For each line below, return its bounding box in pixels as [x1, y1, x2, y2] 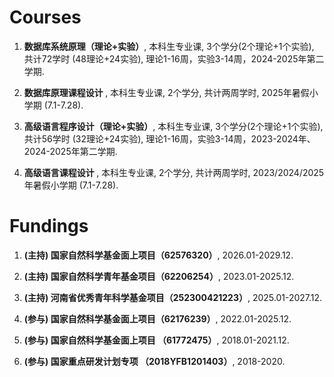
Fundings [9, 215, 89, 238]
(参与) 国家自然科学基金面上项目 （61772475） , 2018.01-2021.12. [23, 334, 290, 346]
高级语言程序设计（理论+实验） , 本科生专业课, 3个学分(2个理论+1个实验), [23, 120, 324, 132]
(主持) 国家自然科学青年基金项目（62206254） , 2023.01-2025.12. [23, 270, 295, 282]
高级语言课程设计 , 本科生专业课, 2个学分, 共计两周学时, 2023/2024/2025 [23, 166, 325, 178]
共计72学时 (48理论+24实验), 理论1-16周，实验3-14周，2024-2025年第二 [23, 52, 325, 65]
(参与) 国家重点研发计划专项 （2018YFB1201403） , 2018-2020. [23, 355, 286, 367]
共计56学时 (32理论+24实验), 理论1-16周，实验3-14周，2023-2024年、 [23, 132, 316, 145]
